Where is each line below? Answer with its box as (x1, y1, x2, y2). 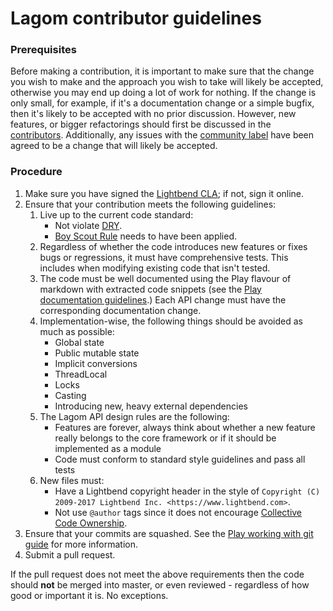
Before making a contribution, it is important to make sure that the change (10, 65, 315, 77)
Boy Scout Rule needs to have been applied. (54, 230, 237, 242)
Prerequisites (10, 43, 77, 57)
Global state (54, 336, 105, 348)
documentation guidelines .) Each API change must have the (39, 293, 287, 306)
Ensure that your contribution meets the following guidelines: (24, 198, 277, 210)
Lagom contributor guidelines (10, 7, 262, 30)
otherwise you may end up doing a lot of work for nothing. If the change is (10, 87, 317, 99)
